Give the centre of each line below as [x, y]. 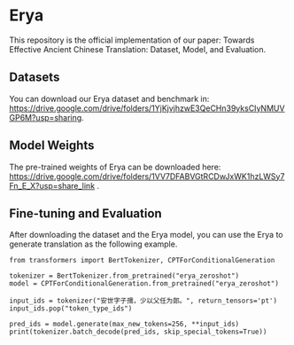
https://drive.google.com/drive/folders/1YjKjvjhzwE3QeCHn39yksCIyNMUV [147, 108]
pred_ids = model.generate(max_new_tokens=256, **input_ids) [124, 325]
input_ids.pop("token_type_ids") [71, 309]
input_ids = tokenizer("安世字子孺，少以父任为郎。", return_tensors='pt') [143, 301]
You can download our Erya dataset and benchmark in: [109, 98]
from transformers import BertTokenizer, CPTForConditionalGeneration [142, 261]
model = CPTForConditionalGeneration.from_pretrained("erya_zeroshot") [144, 284]
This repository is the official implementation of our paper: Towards [132, 40]
